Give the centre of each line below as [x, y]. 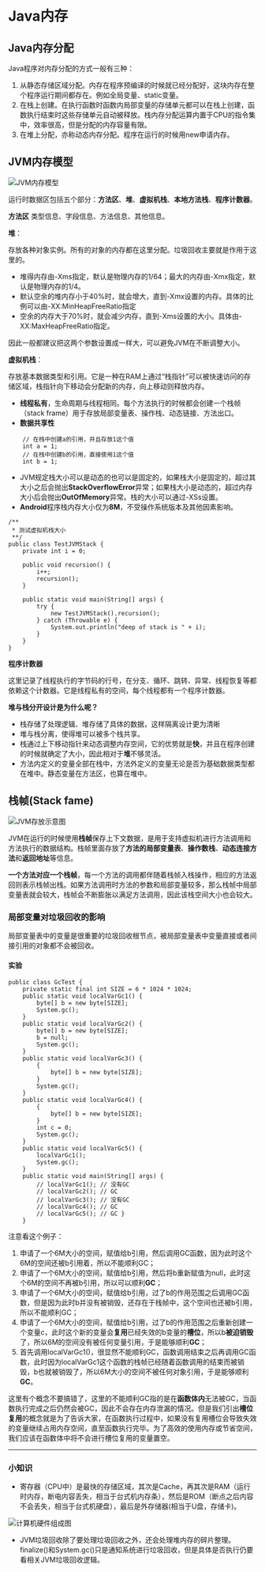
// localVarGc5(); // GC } [81, 1214]
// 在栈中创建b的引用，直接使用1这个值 [78, 455]
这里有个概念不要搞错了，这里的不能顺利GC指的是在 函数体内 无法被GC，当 [129, 1399]
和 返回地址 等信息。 [46, 858]
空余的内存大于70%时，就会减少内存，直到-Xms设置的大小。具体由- [131, 316]
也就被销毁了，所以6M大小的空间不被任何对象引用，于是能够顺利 [144, 1372]
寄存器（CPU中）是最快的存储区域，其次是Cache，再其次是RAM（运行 [135, 1487]
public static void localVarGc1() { [83, 996]
